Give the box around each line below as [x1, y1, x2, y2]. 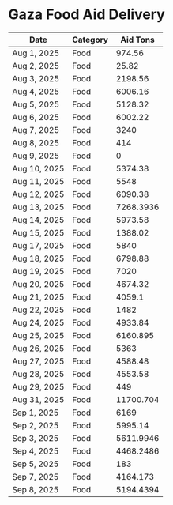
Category [72, 34, 109, 45]
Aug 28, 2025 [12, 368, 65, 379]
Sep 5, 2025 [12, 458, 59, 469]
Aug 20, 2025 [12, 278, 65, 289]
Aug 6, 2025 [12, 111, 60, 122]
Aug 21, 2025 [12, 291, 65, 302]
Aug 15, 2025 [12, 227, 65, 238]
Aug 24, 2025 [12, 317, 65, 328]
